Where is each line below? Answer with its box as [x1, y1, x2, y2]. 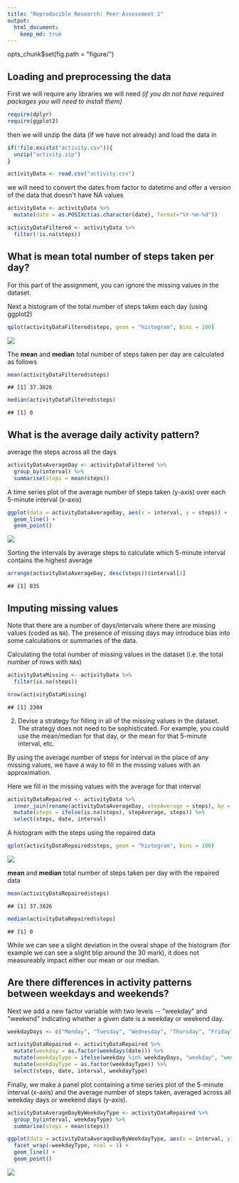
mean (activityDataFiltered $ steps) [7, 371, 110, 378]
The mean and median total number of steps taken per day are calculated [7, 350, 224, 358]
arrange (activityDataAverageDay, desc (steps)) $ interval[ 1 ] [7, 570, 186, 577]
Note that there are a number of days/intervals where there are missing [7, 621, 216, 629]
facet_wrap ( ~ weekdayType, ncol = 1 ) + [14, 1142, 129, 1149]
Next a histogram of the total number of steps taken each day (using [7, 302, 208, 310]
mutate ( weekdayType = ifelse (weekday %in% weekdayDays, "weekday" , [14, 1054, 218, 1062]
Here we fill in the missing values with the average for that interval [7, 782, 201, 791]
